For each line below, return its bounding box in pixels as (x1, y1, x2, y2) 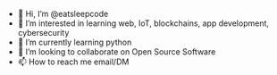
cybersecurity (17, 28, 70, 37)
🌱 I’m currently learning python (17, 37, 132, 47)
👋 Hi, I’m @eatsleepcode (17, 9, 109, 19)
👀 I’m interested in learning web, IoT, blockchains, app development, (17, 18, 270, 29)
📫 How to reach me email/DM (17, 56, 130, 67)
